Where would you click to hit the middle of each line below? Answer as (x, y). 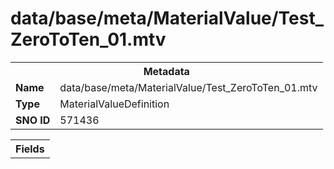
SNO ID (33, 120)
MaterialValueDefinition (114, 104)
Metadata (166, 71)
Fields (30, 149)
